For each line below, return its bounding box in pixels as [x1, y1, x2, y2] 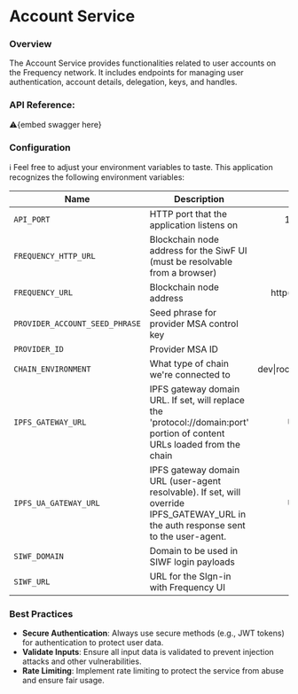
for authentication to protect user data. [21, 637, 164, 648]
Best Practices [9, 608, 74, 620]
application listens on [149, 219, 239, 231]
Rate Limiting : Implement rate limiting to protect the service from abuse [21, 666, 285, 676]
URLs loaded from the [149, 439, 241, 451]
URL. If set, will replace [149, 394, 246, 407]
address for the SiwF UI [149, 245, 247, 257]
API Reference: [9, 99, 75, 112]
